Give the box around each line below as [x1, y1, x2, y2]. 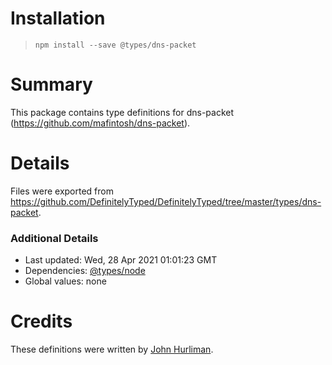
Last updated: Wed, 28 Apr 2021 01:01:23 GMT [24, 254, 218, 266]
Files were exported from [10, 185, 114, 197]
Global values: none [24, 275, 107, 287]
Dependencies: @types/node [24, 265, 146, 277]
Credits [10, 310, 73, 333]
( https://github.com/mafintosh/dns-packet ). [10, 117, 191, 129]
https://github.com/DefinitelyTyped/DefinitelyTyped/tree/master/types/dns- [10, 195, 322, 207]
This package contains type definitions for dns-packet [10, 106, 235, 118]
